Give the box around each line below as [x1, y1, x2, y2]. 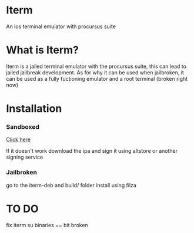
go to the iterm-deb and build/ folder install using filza [6, 181, 137, 189]
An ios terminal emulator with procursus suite [6, 23, 116, 30]
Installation [6, 102, 62, 115]
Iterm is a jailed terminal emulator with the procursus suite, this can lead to [6, 63, 187, 70]
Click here [6, 136, 31, 143]
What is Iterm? [6, 43, 79, 57]
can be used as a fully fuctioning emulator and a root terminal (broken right [6, 75, 188, 82]
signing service [6, 153, 44, 161]
